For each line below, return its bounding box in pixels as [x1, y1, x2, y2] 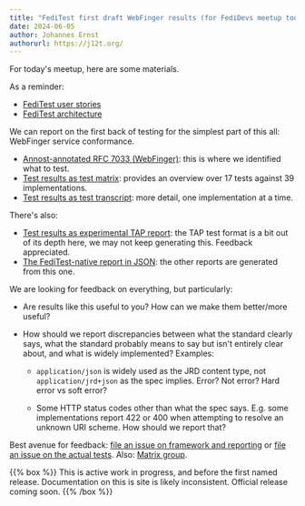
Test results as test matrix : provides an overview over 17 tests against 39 [22, 173, 295, 184]
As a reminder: [9, 81, 64, 92]
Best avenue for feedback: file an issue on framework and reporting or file [9, 440, 286, 450]
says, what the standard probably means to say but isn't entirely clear [22, 339, 284, 349]
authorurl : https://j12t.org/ [9, 38, 124, 48]
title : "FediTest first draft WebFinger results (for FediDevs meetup [9, 13, 282, 23]
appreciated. [22, 247, 71, 258]
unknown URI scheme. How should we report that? [35, 422, 227, 433]
